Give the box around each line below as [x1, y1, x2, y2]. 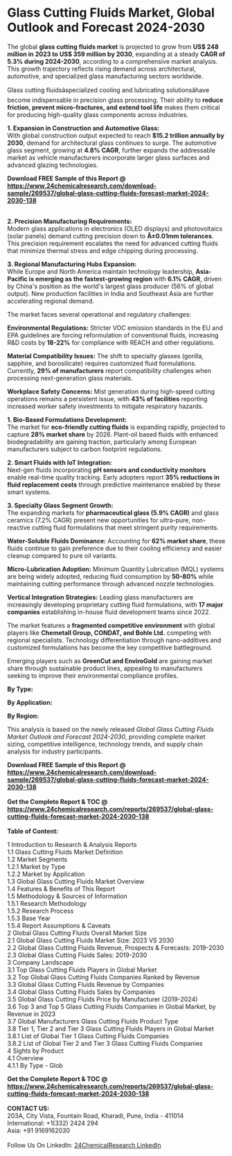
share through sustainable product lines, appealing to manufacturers [7, 664, 203, 672]
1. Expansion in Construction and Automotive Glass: [7, 123, 160, 132]
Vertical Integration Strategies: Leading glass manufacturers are [7, 593, 194, 601]
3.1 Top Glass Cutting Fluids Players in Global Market [7, 965, 157, 974]
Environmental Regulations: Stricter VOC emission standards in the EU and [7, 324, 224, 332]
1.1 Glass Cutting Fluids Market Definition [7, 848, 123, 856]
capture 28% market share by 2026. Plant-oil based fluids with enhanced [7, 430, 218, 438]
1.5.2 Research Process [7, 907, 74, 915]
